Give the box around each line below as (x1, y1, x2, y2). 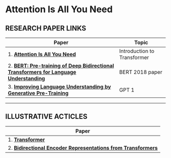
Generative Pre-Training (8, 90, 69, 96)
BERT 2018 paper (119, 69, 163, 75)
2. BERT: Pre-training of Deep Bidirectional (8, 62, 115, 69)
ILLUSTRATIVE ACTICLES (5, 112, 88, 121)
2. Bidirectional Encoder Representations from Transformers (8, 144, 158, 151)
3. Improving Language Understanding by (8, 83, 111, 90)
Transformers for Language (8, 69, 76, 75)
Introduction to (119, 47, 155, 55)
